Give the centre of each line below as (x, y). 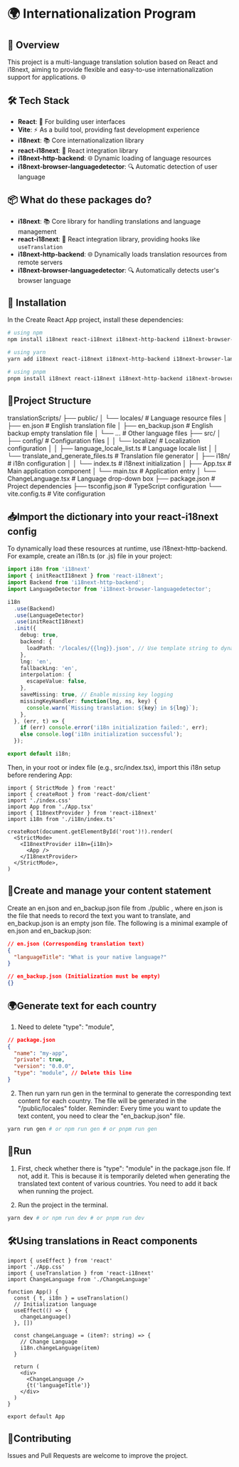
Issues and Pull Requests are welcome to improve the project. (98, 1456)
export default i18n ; (39, 754)
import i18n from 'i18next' (49, 569)
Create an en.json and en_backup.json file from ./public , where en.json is (115, 908)
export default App (36, 1417)
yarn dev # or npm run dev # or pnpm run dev (76, 1218)
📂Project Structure (49, 401)
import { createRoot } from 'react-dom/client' (79, 794)
